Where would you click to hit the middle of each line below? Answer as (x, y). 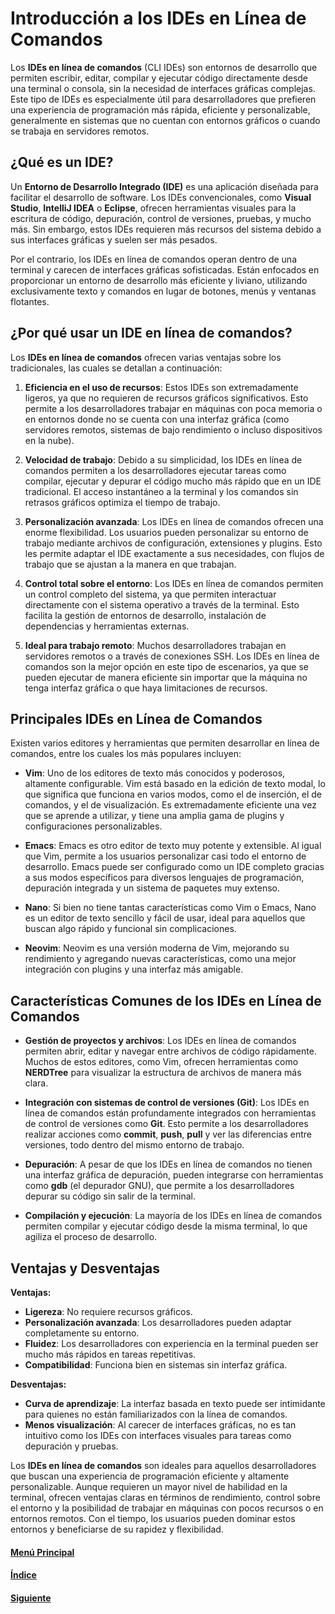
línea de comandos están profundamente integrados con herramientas (170, 1113)
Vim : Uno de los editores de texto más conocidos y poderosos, (155, 773)
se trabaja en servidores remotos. (80, 131)
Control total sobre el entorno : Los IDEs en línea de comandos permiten (174, 583)
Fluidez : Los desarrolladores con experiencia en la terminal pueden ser (171, 1343)
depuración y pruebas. (71, 1446)
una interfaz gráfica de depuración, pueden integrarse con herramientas (174, 1175)
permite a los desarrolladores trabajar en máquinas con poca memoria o (173, 408)
